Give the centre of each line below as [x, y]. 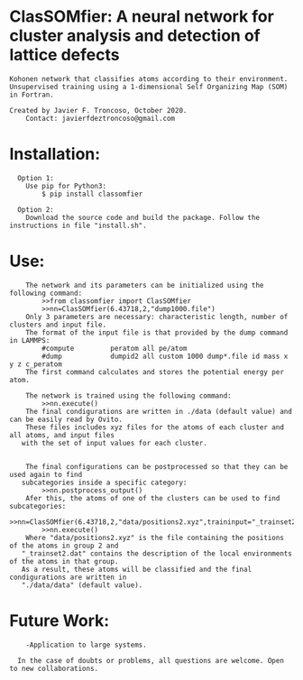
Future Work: [60, 620]
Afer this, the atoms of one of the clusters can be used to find [153, 498]
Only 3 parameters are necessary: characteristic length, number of [157, 317]
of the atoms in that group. [64, 561]
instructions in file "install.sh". [78, 225]
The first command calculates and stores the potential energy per [155, 372]
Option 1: [36, 178]
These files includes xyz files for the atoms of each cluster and [155, 427]
